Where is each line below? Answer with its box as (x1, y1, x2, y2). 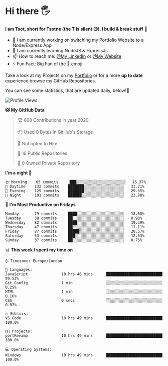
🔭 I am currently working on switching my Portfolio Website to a (12, 37, 144, 43)
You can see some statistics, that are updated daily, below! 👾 (5, 87, 129, 94)
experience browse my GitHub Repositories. (5, 78, 96, 84)
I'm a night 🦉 (5, 170, 32, 176)
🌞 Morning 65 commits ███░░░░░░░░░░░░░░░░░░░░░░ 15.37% (5, 179, 146, 185)
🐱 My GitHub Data (5, 107, 45, 113)
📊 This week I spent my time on (5, 247, 73, 253)
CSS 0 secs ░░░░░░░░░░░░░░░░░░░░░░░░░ (5, 298, 163, 303)
